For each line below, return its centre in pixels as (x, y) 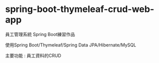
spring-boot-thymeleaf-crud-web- (80, 9)
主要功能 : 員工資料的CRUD (33, 55)
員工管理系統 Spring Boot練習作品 (40, 34)
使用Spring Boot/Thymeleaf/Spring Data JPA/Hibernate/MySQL (71, 45)
